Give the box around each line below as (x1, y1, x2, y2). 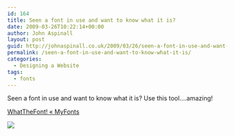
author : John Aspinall (7, 29, 73, 37)
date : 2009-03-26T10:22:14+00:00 (7, 23, 104, 30)
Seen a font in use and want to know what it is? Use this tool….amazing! (7, 94, 213, 103)
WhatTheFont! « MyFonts (7, 107, 80, 116)
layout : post (7, 36, 45, 43)
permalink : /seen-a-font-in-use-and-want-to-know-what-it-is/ (7, 50, 192, 56)
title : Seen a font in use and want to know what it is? (7, 17, 176, 24)
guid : (7, 43, 23, 50)
